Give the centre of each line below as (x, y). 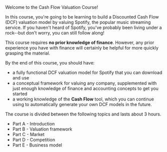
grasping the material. (28, 53)
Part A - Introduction (33, 124)
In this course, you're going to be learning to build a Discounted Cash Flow (82, 17)
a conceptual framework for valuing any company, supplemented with (84, 83)
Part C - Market (28, 134)
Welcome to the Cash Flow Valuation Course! (52, 7)
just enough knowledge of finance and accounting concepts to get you (85, 88)
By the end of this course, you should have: (50, 63)
